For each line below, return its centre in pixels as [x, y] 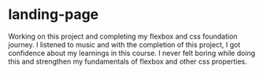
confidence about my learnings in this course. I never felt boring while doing [132, 53]
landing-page [54, 15]
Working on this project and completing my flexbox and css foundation [123, 36]
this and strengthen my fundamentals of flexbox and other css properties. [128, 61]
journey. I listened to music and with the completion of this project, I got [124, 44]
